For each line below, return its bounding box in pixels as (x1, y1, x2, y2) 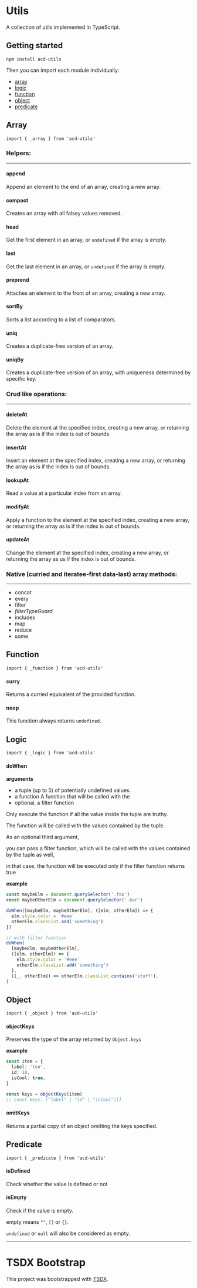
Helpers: (6, 149, 31, 157)
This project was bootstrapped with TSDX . (6, 1275, 108, 1282)
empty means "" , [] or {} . (6, 1219, 69, 1226)
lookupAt (6, 477, 29, 484)
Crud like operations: (6, 390, 67, 398)
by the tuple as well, (6, 851, 55, 858)
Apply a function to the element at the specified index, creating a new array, (6, 516, 189, 523)
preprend (6, 277, 29, 284)
